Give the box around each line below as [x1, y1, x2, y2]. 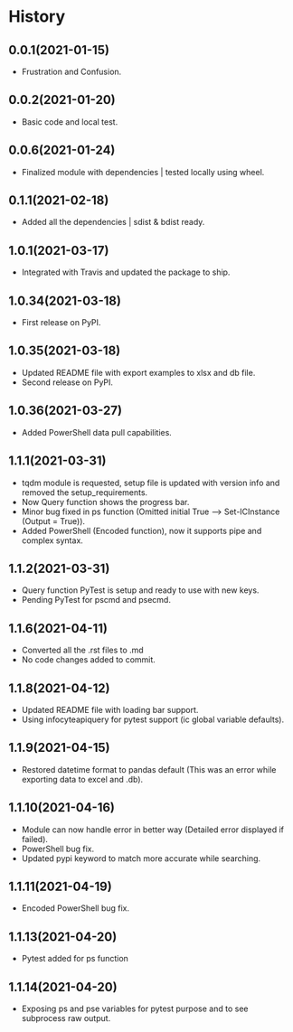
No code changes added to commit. [21, 654, 156, 665]
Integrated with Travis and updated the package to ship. [21, 267, 231, 277]
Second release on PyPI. [21, 377, 114, 388]
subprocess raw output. [21, 1013, 111, 1023]
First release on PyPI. [21, 317, 101, 328]
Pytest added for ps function [21, 953, 128, 964]
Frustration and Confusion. [21, 66, 122, 77]
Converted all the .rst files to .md [21, 644, 144, 656]
